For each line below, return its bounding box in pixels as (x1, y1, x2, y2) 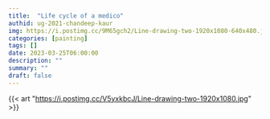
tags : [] (8, 42, 38, 50)
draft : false (8, 72, 52, 80)
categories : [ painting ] (8, 34, 88, 43)
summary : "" (8, 64, 48, 72)
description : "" (8, 57, 63, 65)
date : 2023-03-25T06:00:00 (8, 49, 99, 57)
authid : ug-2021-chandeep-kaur (8, 19, 113, 27)
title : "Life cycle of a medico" (8, 11, 125, 20)
